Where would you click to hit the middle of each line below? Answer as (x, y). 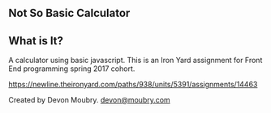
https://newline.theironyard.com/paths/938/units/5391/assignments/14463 (133, 85)
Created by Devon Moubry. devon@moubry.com (89, 100)
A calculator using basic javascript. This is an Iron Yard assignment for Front (135, 61)
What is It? (36, 41)
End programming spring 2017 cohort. (72, 69)
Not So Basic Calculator (69, 13)
